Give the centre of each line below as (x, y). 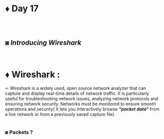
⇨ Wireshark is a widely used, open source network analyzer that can (76, 88)
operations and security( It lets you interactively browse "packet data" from (82, 109)
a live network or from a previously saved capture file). (60, 114)
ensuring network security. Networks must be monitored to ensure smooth (81, 104)
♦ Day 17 (22, 9)
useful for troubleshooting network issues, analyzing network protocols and (82, 98)
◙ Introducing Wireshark (43, 43)
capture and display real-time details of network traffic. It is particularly (77, 93)
